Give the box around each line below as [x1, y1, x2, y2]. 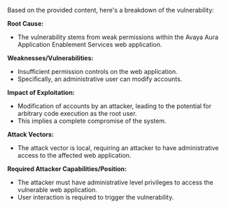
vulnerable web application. [17, 186, 98, 194]
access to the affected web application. [17, 151, 132, 159]
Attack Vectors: [7, 131, 55, 138]
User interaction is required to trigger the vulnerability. [17, 193, 174, 201]
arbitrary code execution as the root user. [17, 110, 138, 117]
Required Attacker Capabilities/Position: [7, 165, 127, 173]
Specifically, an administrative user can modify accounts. [17, 75, 183, 83]
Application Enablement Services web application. [17, 40, 162, 48]
